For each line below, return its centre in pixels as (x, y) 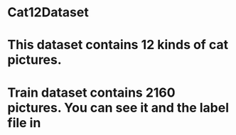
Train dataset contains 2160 (91, 92)
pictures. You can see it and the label (118, 108)
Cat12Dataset (48, 12)
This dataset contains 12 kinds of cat (118, 45)
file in (24, 123)
